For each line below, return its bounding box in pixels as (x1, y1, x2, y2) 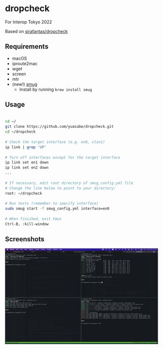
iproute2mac (12, 60, 38, 66)
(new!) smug (12, 81, 38, 87)
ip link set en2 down (5, 165, 49, 170)
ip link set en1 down (5, 160, 49, 165)
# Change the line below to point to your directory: (5, 186, 116, 191)
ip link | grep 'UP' (5, 144, 47, 150)
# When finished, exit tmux (5, 217, 62, 222)
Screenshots (5, 235, 45, 244)
